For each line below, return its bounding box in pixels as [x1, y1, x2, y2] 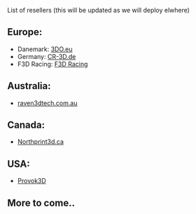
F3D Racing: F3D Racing [17, 60, 88, 68]
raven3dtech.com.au [17, 98, 78, 107]
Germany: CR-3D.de [17, 52, 76, 60]
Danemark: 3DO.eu [17, 45, 73, 53]
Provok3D [17, 177, 47, 185]
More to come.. [7, 196, 76, 209]
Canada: [7, 119, 45, 131]
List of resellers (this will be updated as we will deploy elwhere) [7, 6, 190, 14]
